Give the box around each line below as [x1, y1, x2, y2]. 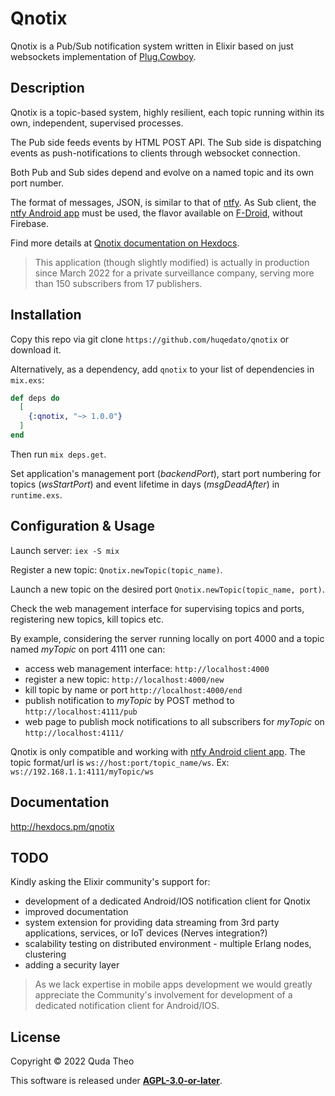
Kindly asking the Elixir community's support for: [10, 876, 211, 888]
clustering [24, 948, 67, 961]
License [10, 1028, 61, 1046]
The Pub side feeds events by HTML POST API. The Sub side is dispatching [10, 136, 322, 148]
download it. [10, 343, 62, 356]
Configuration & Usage [10, 518, 155, 535]
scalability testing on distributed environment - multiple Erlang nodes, [24, 938, 312, 950]
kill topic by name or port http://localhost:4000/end [24, 683, 243, 696]
